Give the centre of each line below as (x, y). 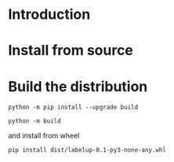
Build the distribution (78, 86)
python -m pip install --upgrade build (73, 108)
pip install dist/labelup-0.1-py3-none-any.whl (87, 150)
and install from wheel (44, 136)
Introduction (49, 15)
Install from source (71, 51)
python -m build (34, 121)
